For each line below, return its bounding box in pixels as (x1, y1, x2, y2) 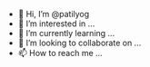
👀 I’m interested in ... (17, 18, 95, 29)
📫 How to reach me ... (17, 48, 103, 58)
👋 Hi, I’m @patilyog (17, 9, 90, 19)
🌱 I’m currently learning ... (17, 28, 115, 38)
